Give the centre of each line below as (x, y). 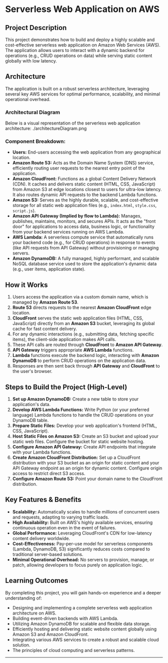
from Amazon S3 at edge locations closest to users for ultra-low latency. (87, 189)
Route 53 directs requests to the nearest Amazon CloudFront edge (82, 307)
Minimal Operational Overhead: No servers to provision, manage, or (83, 559)
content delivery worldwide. (41, 538)
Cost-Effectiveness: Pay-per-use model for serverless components (82, 543)
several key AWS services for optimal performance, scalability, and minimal (83, 94)
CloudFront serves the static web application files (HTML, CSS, (78, 318)
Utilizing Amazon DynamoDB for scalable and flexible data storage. (81, 623)
